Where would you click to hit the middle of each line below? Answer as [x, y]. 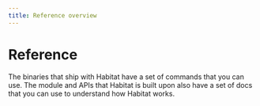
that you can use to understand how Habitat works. [92, 93]
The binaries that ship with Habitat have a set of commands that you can [126, 77]
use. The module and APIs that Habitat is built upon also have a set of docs [130, 85]
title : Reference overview [53, 15]
